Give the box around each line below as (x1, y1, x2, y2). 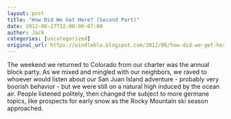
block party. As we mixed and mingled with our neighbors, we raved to (7, 68, 208, 76)
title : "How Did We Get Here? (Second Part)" (7, 16, 140, 23)
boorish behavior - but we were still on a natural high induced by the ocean (7, 83, 220, 90)
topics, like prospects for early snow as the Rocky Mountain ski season (7, 97, 208, 105)
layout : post (7, 10, 45, 17)
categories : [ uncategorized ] (7, 36, 91, 42)
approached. (7, 104, 43, 112)
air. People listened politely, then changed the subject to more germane (7, 90, 210, 98)
